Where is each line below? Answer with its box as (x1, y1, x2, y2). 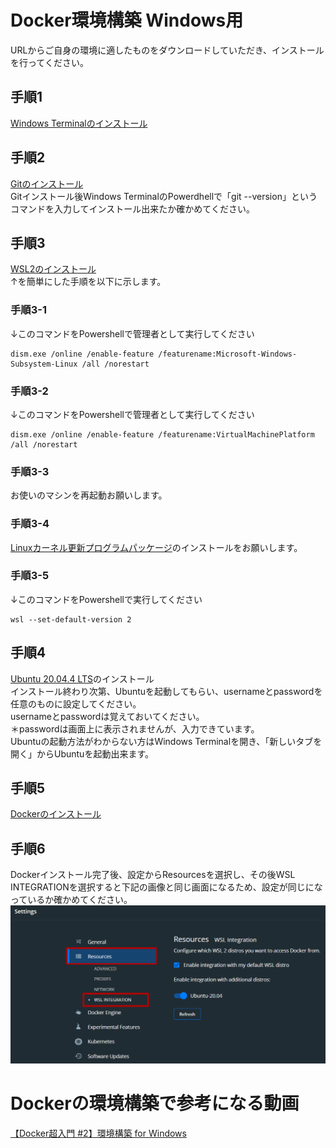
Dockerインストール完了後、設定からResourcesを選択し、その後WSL (10, 869, 296, 881)
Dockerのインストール (10, 808, 102, 820)
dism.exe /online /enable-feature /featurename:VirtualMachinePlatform (10, 429, 315, 440)
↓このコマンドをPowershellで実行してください (10, 593, 203, 605)
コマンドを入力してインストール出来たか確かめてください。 (10, 202, 255, 215)
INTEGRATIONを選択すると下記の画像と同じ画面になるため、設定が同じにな (10, 881, 323, 893)
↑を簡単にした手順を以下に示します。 (10, 276, 167, 288)
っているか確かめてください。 (10, 894, 133, 906)
